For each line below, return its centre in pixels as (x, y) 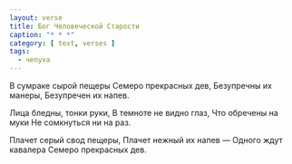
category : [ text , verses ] (63, 43)
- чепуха (34, 60)
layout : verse (36, 18)
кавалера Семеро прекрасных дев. (78, 150)
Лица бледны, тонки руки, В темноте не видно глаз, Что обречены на (144, 113)
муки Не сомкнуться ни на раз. (70, 122)
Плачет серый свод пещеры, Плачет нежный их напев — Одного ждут (146, 140)
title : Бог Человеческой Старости (75, 26)
